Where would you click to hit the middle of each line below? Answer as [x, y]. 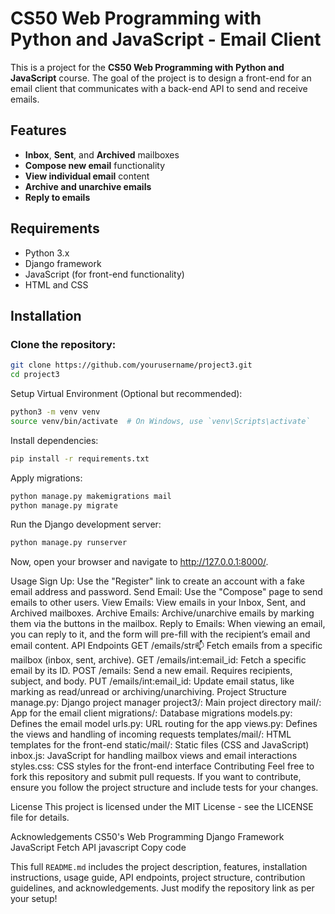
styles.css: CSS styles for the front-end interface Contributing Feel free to [162, 766]
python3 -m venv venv [55, 412]
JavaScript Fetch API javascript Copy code [98, 848]
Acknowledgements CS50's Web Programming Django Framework [147, 837]
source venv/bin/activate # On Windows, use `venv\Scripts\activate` [160, 421]
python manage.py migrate [64, 505]
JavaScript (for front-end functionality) [104, 274]
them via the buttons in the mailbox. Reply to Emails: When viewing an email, [168, 624]
